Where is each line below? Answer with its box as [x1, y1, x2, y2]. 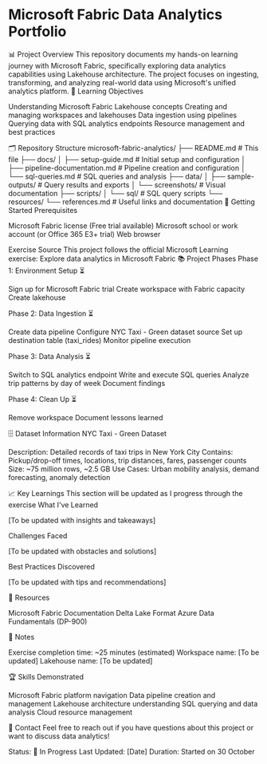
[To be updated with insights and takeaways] [8, 515, 156, 525]
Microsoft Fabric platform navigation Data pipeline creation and [8, 690, 216, 699]
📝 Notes [8, 632, 35, 641]
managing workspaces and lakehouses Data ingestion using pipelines [8, 110, 238, 120]
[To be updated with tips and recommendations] [8, 577, 167, 587]
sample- [226, 171, 255, 181]
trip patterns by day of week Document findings [8, 378, 166, 388]
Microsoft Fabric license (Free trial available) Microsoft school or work [8, 221, 238, 230]
